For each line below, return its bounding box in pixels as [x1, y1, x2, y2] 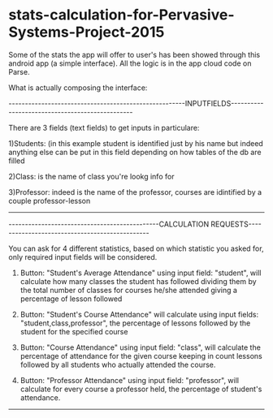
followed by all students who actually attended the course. [19, 360, 216, 369]
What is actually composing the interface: [8, 83, 148, 93]
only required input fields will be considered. [8, 252, 158, 261]
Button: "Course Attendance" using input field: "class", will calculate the [19, 343, 262, 352]
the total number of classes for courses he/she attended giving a [19, 285, 238, 295]
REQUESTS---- [210, 219, 262, 229]
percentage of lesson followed [19, 294, 123, 304]
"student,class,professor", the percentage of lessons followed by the [19, 318, 251, 328]
